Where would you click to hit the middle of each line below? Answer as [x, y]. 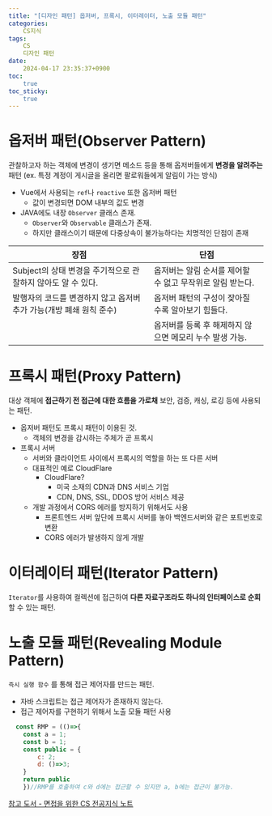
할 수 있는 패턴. [32, 607]
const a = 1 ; [45, 734]
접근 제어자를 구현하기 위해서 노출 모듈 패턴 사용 [96, 712]
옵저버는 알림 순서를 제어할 [202, 270]
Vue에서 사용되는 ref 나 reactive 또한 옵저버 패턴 [98, 193]
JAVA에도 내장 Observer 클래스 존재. [78, 213]
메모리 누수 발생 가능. [209, 338]
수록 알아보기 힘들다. [191, 310]
